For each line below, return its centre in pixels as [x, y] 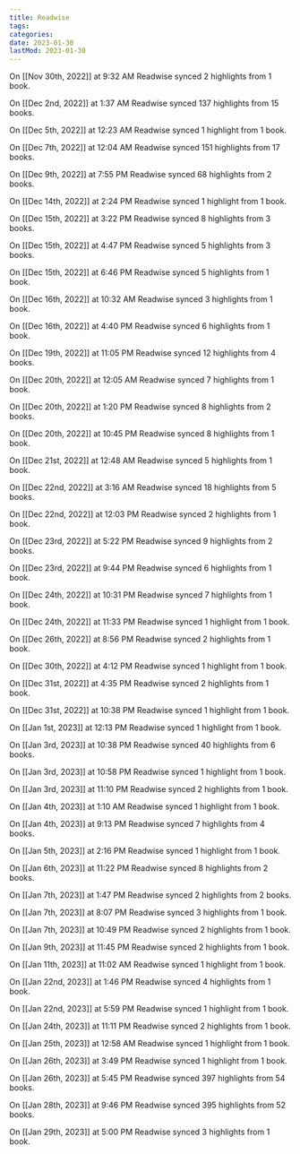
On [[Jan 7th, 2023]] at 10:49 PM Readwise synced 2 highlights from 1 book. [150, 930]
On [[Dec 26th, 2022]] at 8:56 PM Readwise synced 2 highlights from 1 [140, 639]
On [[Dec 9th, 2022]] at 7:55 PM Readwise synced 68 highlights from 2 [141, 175]
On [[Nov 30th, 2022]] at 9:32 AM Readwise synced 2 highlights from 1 [141, 76]
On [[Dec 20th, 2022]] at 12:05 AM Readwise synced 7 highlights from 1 [142, 380]
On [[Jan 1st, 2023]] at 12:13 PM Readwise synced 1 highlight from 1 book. [146, 728]
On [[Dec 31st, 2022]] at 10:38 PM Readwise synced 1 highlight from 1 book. [149, 710]
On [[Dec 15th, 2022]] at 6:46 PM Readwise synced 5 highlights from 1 [139, 272]
